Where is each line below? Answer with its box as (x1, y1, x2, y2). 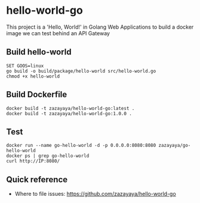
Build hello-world (6, 47, 72, 57)
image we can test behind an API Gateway (6, 29, 110, 36)
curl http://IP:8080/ (6, 158, 60, 164)
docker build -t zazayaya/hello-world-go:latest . (6, 105, 135, 111)
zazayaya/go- (158, 143, 191, 149)
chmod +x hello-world (6, 73, 60, 79)
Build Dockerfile (6, 90, 67, 100)
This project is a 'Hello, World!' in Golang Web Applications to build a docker (6, 23, 194, 30)
